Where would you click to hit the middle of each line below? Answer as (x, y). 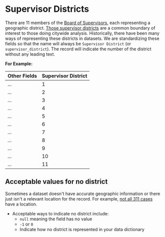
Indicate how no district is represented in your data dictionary (82, 229)
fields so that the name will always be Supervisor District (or (68, 43)
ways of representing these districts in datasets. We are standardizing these (82, 38)
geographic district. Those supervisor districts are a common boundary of (80, 28)
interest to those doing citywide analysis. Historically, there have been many (82, 33)
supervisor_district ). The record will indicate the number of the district (78, 49)
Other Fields (22, 76)
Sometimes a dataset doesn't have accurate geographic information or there (83, 194)
